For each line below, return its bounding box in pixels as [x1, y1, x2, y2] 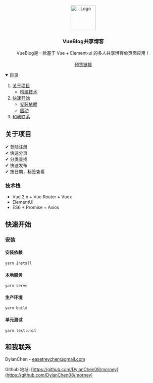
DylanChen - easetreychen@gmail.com [5, 356, 86, 362]
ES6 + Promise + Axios [12, 204, 59, 211]
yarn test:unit [5, 328, 37, 333]
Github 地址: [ [5, 367, 33, 373]
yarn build [5, 306, 28, 310]
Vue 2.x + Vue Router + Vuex [12, 194, 72, 200]
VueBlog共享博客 [62, 38, 104, 45]
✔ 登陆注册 [5, 144, 28, 150]
